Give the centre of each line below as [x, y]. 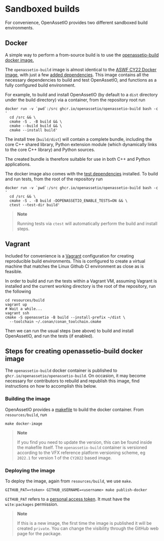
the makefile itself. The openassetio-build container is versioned [82, 447]
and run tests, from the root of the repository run [54, 179]
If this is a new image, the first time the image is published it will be [84, 523]
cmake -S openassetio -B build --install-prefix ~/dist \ [65, 317]
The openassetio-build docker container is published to [61, 370]
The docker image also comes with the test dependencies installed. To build [82, 173]
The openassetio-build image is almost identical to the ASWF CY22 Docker [81, 69]
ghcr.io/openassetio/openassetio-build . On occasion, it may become [75, 376]
